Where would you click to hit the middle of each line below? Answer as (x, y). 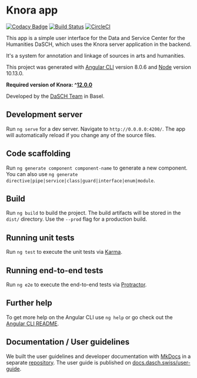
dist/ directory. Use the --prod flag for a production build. (76, 219)
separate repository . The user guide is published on (69, 362)
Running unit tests (40, 238)
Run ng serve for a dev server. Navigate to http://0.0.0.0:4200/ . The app (96, 129)
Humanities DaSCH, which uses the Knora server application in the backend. (99, 44)
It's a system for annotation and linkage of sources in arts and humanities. (96, 55)
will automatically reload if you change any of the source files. (81, 135)
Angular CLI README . (33, 323)
